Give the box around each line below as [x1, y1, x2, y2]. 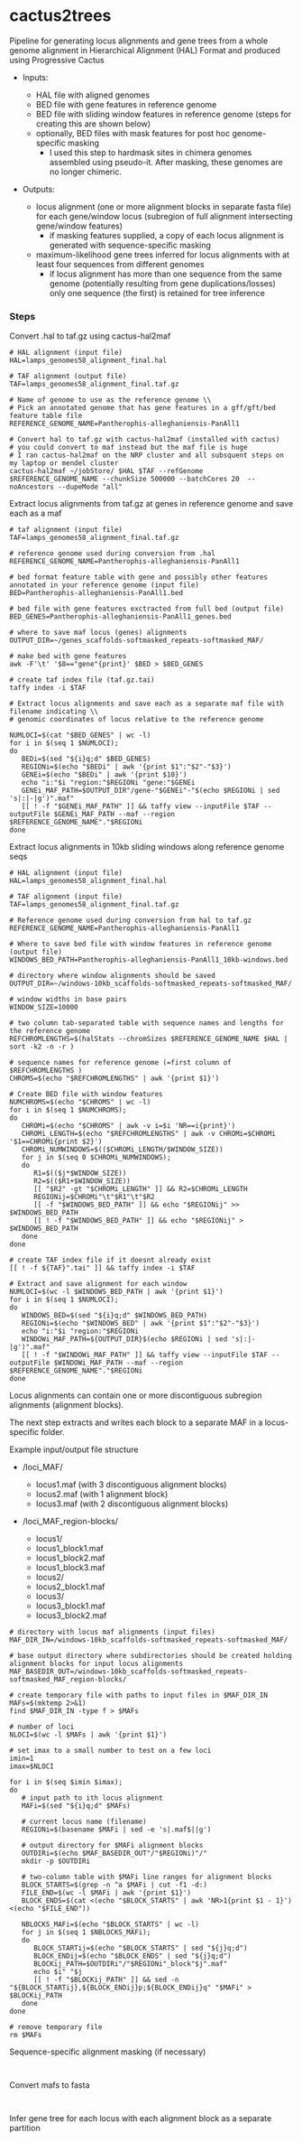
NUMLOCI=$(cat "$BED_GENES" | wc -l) [9, 731, 151, 740]
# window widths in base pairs [9, 995, 127, 1004]
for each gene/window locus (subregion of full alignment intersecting [35, 210, 293, 221]
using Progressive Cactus [9, 54, 105, 65]
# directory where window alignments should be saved [9, 972, 216, 981]
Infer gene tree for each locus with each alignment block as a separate [9, 2113, 272, 2124]
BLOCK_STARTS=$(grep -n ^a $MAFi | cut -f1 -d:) [21, 1880, 207, 1890]
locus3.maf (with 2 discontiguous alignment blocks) [35, 1498, 228, 1509]
